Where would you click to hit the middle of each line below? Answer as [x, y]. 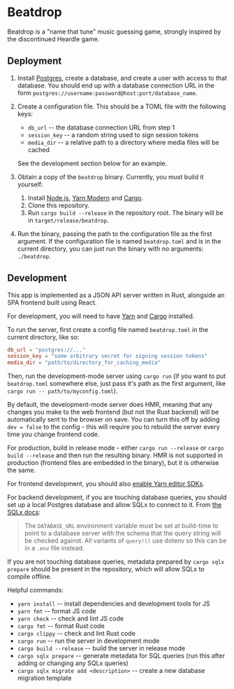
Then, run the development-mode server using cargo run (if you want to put [117, 376]
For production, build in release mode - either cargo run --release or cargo [116, 448]
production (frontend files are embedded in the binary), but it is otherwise [113, 463]
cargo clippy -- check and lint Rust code [76, 634]
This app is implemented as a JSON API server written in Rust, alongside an [116, 295]
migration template [44, 678]
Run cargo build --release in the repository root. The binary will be [125, 213]
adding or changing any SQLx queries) [73, 663]
